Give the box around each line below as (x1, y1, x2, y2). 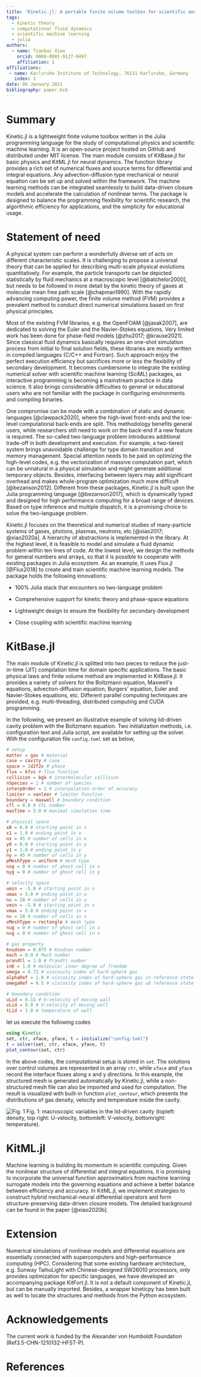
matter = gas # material (6, 752, 68, 758)
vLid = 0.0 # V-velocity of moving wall (6, 1002, 109, 1008)
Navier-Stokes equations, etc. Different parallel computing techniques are (6, 691, 188, 698)
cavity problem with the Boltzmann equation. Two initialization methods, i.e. (6, 722, 193, 730)
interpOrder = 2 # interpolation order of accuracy (6, 785, 138, 791)
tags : (6, 14, 20, 20)
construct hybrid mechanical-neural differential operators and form (6, 1193, 172, 1200)
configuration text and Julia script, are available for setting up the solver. (6, 728, 185, 736)
